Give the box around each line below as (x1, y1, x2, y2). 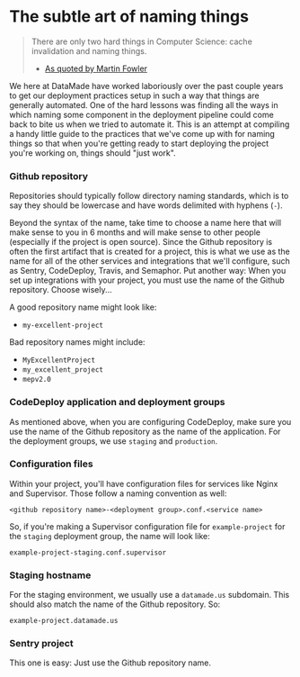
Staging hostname (9, 569, 92, 582)
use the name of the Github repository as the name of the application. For (9, 426, 281, 437)
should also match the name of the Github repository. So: (9, 599, 221, 609)
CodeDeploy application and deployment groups (9, 396, 226, 409)
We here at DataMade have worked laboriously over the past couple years (9, 80, 284, 91)
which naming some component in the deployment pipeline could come (9, 109, 274, 120)
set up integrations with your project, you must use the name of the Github (9, 275, 285, 285)
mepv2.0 (22, 375, 51, 384)
